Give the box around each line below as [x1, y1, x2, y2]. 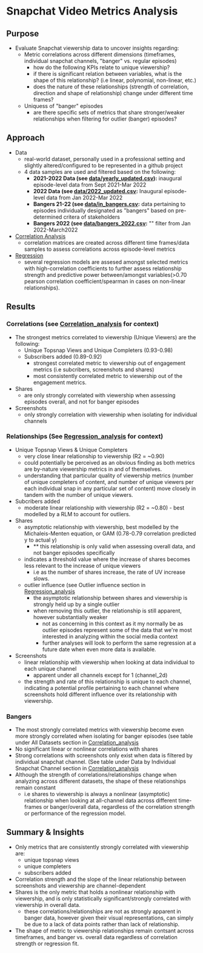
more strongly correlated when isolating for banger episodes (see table [15, 732, 193, 740]
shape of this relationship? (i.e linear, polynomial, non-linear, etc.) [33, 77, 197, 84]
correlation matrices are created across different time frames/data [24, 239, 190, 246]
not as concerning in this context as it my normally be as [42, 620, 184, 627]
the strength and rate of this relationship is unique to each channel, [24, 677, 192, 685]
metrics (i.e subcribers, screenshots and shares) [33, 365, 155, 373]
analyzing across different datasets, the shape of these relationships [15, 777, 187, 785]
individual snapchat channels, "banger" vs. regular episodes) [24, 58, 177, 64]
